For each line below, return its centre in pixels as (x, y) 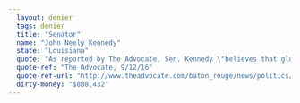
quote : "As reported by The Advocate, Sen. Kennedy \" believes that (147, 59)
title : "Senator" (49, 34)
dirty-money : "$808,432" (63, 84)
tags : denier (41, 26)
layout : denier (45, 17)
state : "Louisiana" (53, 51)
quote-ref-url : (45, 76)
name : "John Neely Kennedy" (69, 43)
